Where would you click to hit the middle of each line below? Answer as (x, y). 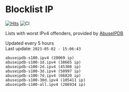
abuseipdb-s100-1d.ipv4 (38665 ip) (43, 62)
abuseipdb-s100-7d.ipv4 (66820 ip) (43, 75)
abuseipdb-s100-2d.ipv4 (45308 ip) (43, 67)
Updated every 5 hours (30, 43)
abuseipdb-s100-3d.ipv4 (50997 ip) (43, 71)
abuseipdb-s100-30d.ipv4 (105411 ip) (46, 80)
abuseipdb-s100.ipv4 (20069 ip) (40, 58)
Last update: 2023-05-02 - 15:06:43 (43, 48)
